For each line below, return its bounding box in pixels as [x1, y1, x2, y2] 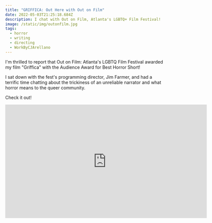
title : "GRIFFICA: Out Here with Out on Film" [5, 7, 105, 13]
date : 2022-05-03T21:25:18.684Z [5, 12, 73, 17]
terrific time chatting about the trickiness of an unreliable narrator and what [5, 79, 162, 85]
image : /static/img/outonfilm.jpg [5, 21, 78, 27]
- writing [10, 36, 30, 41]
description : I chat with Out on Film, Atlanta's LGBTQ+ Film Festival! [5, 17, 161, 22]
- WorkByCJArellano [10, 45, 51, 50]
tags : [5, 26, 17, 31]
